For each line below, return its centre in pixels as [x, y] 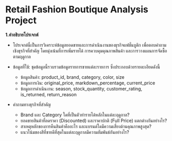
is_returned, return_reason [49, 94]
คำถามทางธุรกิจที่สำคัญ [32, 104]
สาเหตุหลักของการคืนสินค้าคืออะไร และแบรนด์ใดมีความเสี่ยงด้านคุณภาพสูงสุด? [86, 126]
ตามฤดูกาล [22, 56]
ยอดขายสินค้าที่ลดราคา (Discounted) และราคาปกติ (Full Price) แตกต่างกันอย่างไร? [94, 120]
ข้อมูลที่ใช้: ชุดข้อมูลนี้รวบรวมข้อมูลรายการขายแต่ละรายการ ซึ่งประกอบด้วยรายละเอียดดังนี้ [86, 67]
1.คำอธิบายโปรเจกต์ [22, 34]
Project [21, 20]
